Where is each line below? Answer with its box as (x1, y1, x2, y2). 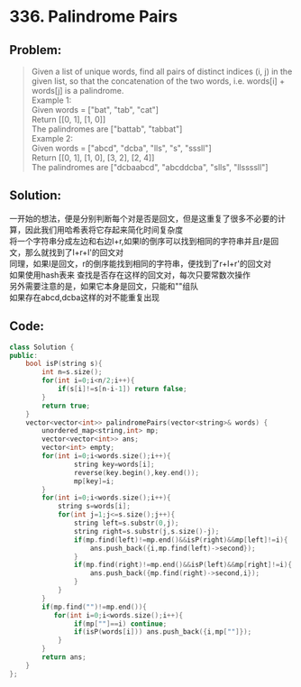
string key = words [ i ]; (73, 460, 155, 469)
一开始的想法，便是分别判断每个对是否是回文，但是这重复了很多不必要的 (9, 213, 278, 224)
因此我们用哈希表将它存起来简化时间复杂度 (24, 224, 183, 235)
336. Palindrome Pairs (9, 6, 178, 27)
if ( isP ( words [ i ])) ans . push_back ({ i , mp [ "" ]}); (73, 627, 252, 637)
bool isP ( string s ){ (25, 359, 103, 369)
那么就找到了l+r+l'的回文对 (24, 246, 124, 258)
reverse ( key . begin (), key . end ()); (73, 468, 200, 477)
